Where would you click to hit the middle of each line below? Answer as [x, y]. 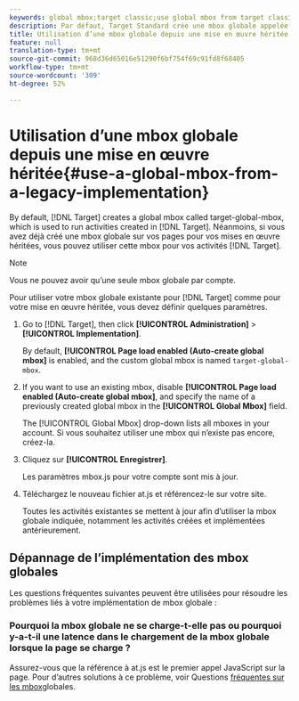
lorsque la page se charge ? [70, 648]
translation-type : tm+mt [55, 51]
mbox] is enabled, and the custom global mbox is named [126, 360]
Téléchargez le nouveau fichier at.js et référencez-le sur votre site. [144, 493]
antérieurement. [52, 530]
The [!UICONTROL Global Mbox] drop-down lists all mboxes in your [145, 423]
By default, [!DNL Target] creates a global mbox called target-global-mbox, [147, 217]
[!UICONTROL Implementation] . [81, 333]
